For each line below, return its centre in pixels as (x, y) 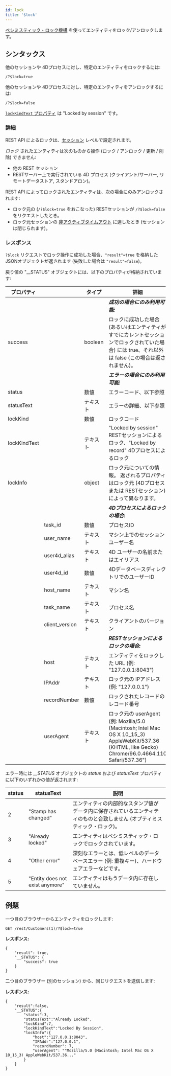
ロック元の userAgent (134, 714)
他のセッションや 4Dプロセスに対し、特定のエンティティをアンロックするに (84, 87)
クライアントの (126, 621)
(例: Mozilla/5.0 (127, 721)
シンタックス (25, 54)
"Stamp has (42, 811)
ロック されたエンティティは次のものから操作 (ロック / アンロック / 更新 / (82, 151)
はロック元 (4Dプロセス (137, 483)
